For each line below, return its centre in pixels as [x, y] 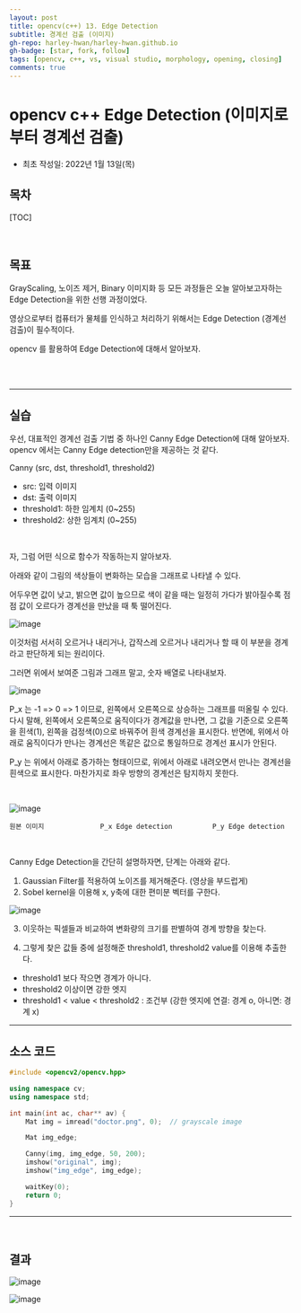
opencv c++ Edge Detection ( [120, 115]
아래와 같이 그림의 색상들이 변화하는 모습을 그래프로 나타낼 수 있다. [125, 576]
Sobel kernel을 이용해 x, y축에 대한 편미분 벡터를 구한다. [121, 892]
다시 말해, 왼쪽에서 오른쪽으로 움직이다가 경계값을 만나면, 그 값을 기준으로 [137, 720]
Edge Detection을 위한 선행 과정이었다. [78, 300]
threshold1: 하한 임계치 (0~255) [79, 509]
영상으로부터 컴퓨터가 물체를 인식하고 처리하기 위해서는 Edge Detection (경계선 [148, 319]
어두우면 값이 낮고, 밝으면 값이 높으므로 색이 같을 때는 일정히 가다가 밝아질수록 [146, 595]
